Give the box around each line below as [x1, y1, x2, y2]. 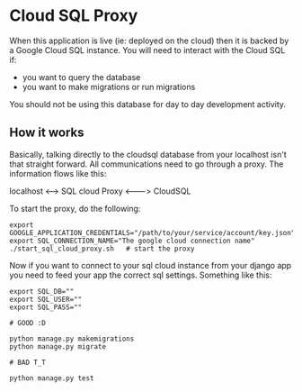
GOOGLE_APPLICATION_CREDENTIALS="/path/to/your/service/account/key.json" [9, 228, 296, 237]
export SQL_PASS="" [9, 303, 83, 312]
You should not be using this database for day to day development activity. [9, 98, 286, 109]
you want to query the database [22, 71, 141, 82]
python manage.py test [9, 373, 94, 383]
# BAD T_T [9, 358, 47, 367]
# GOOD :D [9, 318, 47, 327]
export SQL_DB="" [9, 287, 75, 296]
